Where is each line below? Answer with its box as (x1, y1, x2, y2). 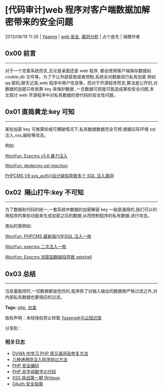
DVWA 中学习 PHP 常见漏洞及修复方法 (12, 351, 88, 356)
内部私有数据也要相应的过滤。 (5, 294, 65, 300)
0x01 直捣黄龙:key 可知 (5, 108, 75, 116)
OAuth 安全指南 (12, 381, 43, 387)
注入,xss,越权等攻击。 (5, 132, 49, 138)
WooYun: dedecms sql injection (5, 163, 68, 168)
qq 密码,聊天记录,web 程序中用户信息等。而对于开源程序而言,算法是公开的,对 (5, 80, 158, 86)
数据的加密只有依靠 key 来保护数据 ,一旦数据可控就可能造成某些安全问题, (5, 86, 150, 92)
